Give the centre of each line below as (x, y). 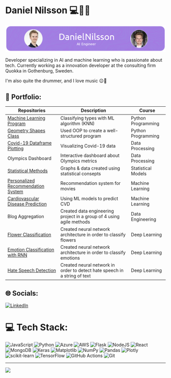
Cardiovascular (23, 199)
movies (68, 189)
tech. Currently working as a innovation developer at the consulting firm (81, 65)
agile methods (75, 222)
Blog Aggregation (26, 217)
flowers (68, 240)
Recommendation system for (91, 183)
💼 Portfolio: (23, 97)
